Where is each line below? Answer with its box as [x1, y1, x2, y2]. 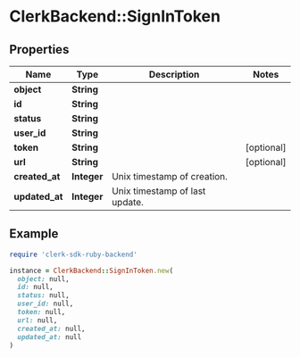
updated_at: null [17, 332, 82, 341]
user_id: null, [17, 299, 74, 309]
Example [9, 226, 59, 242]
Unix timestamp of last [111, 185, 206, 197]
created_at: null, [17, 324, 87, 333]
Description [148, 69, 200, 80]
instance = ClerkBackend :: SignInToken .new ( [9, 266, 174, 275]
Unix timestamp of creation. [111, 171, 228, 182]
